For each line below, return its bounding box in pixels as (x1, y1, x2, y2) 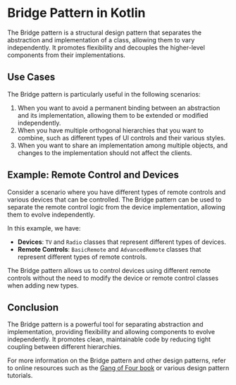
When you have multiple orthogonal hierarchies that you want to (17, 126, 204, 135)
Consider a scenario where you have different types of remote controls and (7, 188, 226, 196)
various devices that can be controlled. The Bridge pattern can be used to (7, 195, 222, 204)
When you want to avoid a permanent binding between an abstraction (17, 104, 221, 112)
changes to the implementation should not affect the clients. (17, 148, 192, 157)
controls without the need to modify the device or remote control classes (7, 274, 219, 282)
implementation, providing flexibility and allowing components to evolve (7, 328, 216, 336)
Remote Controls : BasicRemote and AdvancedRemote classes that (17, 245, 201, 253)
